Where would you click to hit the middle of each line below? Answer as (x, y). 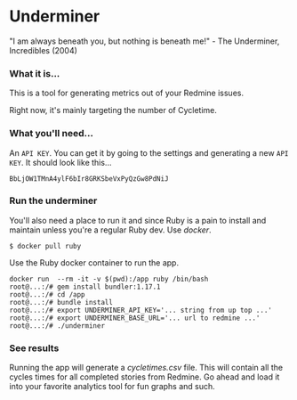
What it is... (35, 73)
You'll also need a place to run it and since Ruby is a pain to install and (138, 220)
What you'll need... (51, 134)
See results (34, 347)
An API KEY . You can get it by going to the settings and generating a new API (149, 152)
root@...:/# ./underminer (57, 326)
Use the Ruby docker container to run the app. (94, 262)
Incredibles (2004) (44, 50)
